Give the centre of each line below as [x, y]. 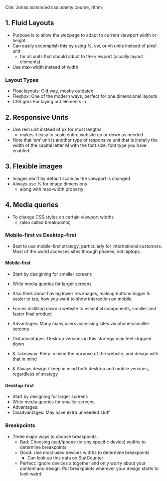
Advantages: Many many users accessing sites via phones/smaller [81, 324]
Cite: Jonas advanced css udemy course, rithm [54, 7]
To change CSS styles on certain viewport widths [63, 217]
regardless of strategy [35, 374]
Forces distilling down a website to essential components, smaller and [84, 309]
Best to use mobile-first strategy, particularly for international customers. [87, 246]
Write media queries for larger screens [52, 284]
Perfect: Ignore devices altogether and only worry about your [83, 463]
